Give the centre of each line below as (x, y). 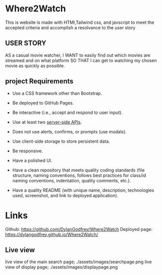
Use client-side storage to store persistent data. (61, 141)
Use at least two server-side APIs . (47, 122)
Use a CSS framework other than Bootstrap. (57, 93)
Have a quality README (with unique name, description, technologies (83, 190)
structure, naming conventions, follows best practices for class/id (79, 175)
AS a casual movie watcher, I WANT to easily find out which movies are (78, 55)
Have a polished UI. (32, 160)
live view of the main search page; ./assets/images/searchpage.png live (79, 262)
